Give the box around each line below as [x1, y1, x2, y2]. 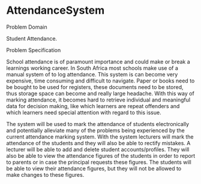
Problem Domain [6, 23, 47, 30]
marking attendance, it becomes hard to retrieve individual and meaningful [6, 96, 191, 103]
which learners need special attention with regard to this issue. [6, 109, 161, 116]
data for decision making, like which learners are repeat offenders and [6, 102, 180, 109]
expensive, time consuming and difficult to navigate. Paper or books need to [6, 77, 195, 84]
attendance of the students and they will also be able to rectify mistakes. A [6, 139, 191, 146]
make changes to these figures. [6, 171, 85, 178]
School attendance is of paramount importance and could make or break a [6, 58, 190, 65]
